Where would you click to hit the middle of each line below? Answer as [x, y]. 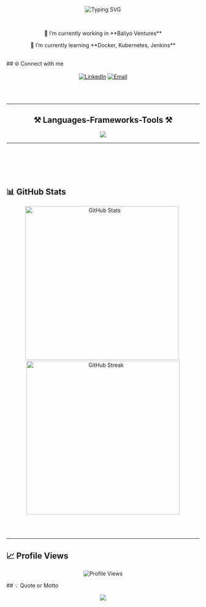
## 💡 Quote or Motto [32, 585]
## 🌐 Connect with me [35, 64]
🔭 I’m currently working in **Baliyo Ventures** [103, 33]
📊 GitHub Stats [36, 191]
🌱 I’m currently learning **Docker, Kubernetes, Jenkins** [103, 45]
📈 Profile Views [37, 556]
